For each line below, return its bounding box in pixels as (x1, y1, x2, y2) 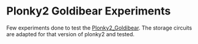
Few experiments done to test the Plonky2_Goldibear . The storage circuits (6, 24, 193, 31)
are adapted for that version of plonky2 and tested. (6, 30, 135, 37)
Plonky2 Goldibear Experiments (6, 4, 171, 18)
